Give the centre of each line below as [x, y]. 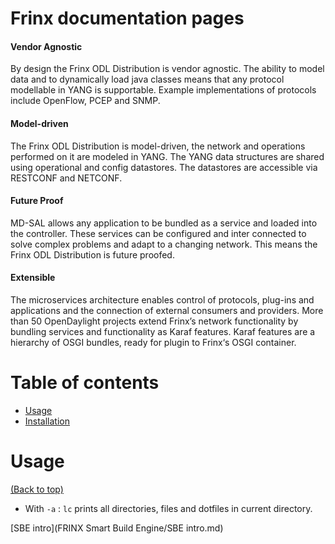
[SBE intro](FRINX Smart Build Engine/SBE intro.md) [117, 528]
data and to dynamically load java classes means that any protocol [147, 79]
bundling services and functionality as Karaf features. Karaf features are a [163, 331]
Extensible [33, 278]
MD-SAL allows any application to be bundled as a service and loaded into [164, 223]
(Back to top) [37, 489]
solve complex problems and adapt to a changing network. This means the [164, 244]
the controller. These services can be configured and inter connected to [158, 233]
